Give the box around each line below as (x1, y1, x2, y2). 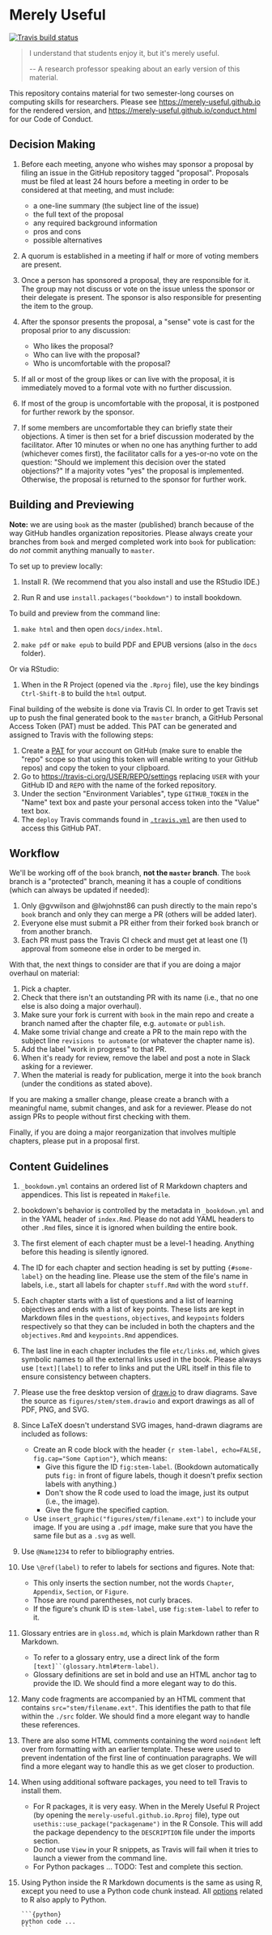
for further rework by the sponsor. (20, 407, 134, 417)
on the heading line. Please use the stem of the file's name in (45, 1272, 249, 1281)
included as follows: (20, 1429, 88, 1439)
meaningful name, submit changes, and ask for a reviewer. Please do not (9, 1103, 252, 1113)
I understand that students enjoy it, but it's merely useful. (28, 48, 220, 58)
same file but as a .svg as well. (32, 1531, 136, 1541)
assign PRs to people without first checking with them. (9, 1112, 191, 1122)
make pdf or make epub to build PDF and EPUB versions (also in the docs (20, 639, 257, 650)
